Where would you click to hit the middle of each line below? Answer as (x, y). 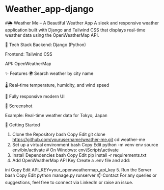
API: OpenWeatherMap (28, 63)
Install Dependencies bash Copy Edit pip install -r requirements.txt (79, 155)
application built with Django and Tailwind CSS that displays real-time (75, 30)
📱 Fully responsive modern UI (35, 96)
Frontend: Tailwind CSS (29, 54)
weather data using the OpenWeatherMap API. (52, 35)
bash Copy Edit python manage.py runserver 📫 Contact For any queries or (81, 175)
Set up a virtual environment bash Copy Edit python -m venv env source (85, 144)
